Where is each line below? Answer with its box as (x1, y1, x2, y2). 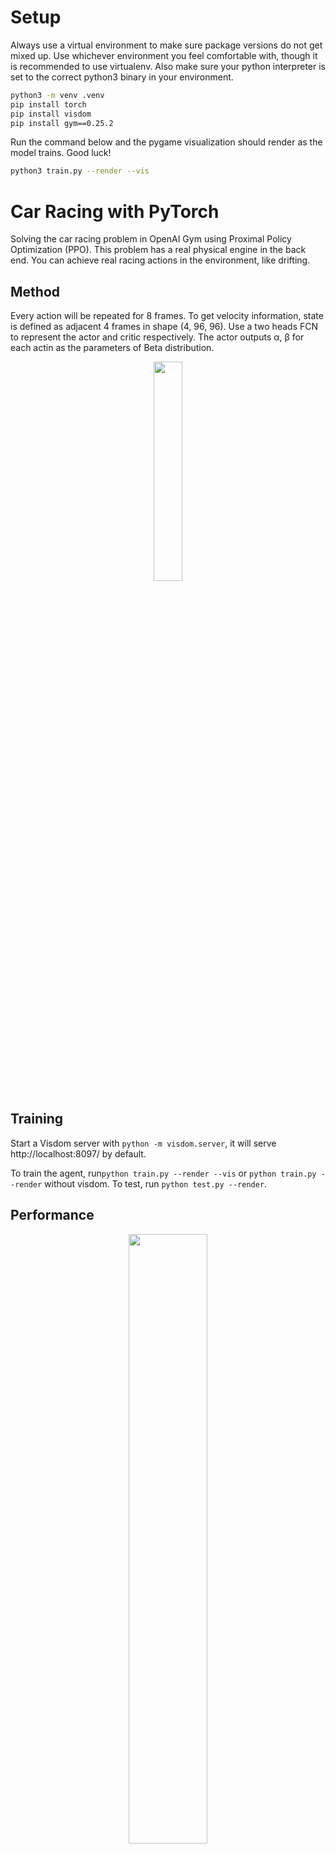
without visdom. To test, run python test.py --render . (44, 1177, 268, 1190)
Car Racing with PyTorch (10, 200, 220, 223)
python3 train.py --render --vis (10, 166, 150, 176)
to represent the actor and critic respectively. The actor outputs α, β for (10, 331, 305, 343)
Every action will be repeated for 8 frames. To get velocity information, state (10, 310, 324, 322)
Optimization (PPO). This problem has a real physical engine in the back (10, 244, 307, 256)
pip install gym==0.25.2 (10, 118, 114, 128)
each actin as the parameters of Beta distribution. (10, 342, 215, 354)
